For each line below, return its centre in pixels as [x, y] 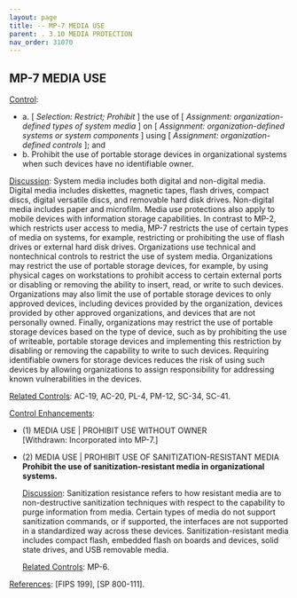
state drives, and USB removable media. [95, 550]
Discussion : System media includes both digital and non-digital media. [137, 181]
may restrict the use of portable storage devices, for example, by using [139, 266]
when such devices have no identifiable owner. [108, 164]
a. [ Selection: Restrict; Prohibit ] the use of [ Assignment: [127, 117]
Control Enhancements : [52, 413]
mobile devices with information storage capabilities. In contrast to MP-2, [143, 219]
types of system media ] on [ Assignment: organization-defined [168, 126]
